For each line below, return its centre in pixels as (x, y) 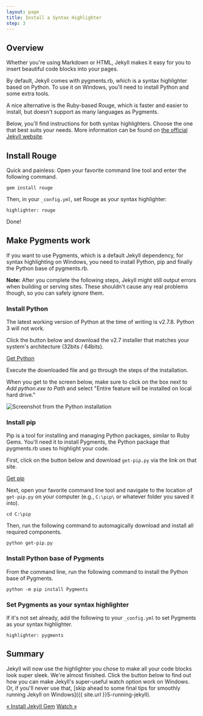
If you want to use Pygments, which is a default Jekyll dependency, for (95, 255)
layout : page (23, 12)
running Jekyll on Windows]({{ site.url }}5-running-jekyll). (78, 694)
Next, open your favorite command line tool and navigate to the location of (99, 491)
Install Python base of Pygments (55, 559)
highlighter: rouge (31, 210)
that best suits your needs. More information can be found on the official (97, 130)
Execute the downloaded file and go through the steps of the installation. (97, 370)
